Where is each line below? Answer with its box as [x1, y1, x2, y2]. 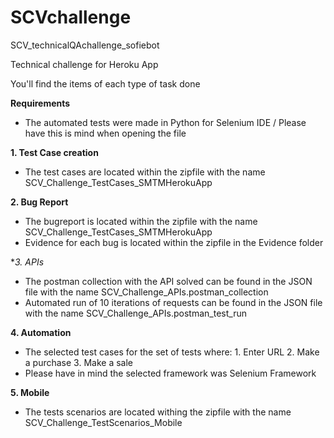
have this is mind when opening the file [24, 127, 187, 139]
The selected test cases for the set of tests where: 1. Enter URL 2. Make [24, 346, 320, 358]
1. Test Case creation [10, 146, 99, 158]
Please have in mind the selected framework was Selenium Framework [24, 367, 317, 379]
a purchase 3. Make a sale [24, 356, 133, 368]
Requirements [10, 97, 71, 109]
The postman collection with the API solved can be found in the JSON [24, 275, 313, 287]
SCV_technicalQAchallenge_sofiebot [10, 39, 160, 51]
